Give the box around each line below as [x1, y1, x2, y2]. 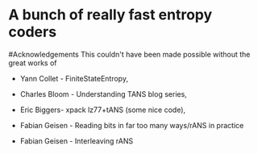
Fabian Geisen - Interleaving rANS [19, 135, 134, 146]
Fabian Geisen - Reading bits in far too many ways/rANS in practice [19, 120, 244, 130]
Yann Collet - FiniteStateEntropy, [19, 73, 129, 83]
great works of [8, 58, 57, 68]
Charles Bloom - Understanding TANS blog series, [19, 89, 187, 98]
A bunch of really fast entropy [8, 6, 213, 24]
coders [8, 23, 57, 41]
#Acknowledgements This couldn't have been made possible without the [8, 49, 251, 59]
